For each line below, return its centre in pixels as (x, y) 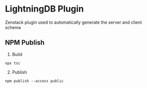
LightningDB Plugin (44, 9)
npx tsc (13, 63)
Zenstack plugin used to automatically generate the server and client (73, 22)
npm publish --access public (34, 81)
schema (13, 27)
